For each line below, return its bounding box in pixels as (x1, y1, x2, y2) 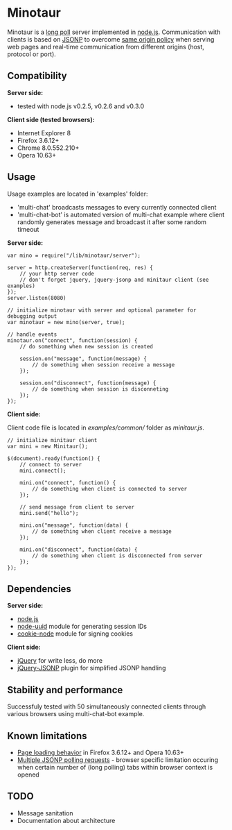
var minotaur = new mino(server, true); (7, 319, 126, 325)
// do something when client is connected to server (32, 485, 188, 492)
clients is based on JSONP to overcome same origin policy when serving (7, 35, 215, 43)
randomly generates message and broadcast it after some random (17, 217, 206, 226)
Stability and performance (7, 684, 123, 695)
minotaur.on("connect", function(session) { (7, 337, 138, 344)
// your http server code (19, 270, 95, 277)
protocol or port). (7, 50, 57, 58)
